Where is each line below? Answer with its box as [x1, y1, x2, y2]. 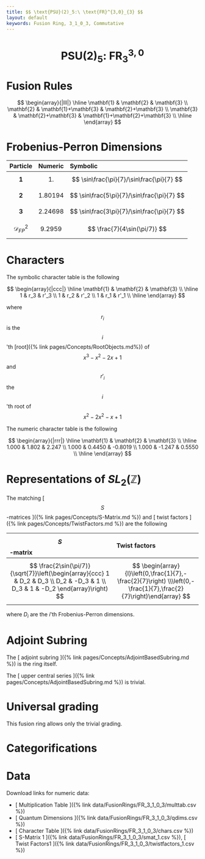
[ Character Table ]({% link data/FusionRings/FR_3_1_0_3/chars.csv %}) [15, 827, 194, 835]
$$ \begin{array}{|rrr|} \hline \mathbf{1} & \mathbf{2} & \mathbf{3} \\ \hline [8, 437, 197, 444]
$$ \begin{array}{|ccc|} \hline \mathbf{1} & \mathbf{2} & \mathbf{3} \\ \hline [7, 285, 198, 293]
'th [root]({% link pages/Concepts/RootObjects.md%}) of [6, 343, 150, 351]
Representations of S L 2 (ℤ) [6, 472, 142, 488]
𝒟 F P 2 [13, 223, 29, 234]
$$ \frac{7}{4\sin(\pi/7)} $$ [87, 224, 167, 233]
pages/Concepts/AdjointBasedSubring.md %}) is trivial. [6, 678, 146, 686]
